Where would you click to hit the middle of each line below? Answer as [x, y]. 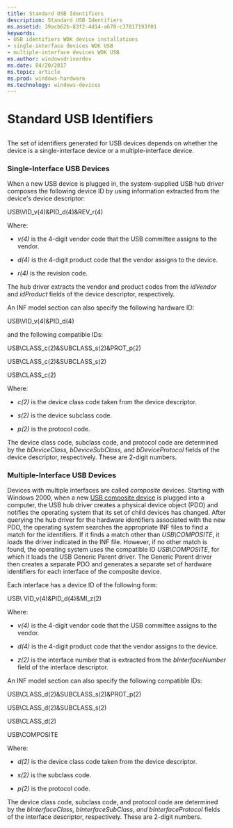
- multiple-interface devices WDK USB [63, 53]
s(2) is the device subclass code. [65, 415]
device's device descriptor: [46, 198]
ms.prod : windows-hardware [46, 78]
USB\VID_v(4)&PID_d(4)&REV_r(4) [55, 212]
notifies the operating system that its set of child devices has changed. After [116, 513]
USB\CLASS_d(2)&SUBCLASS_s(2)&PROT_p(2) [74, 694]
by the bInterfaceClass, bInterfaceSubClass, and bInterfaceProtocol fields [114, 810]
